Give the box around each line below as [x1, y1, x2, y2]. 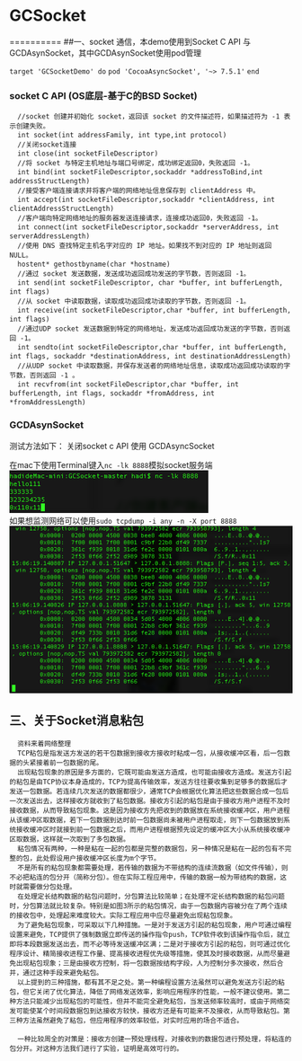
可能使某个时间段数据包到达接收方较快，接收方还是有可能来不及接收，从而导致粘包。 [15, 1006, 284, 1015]
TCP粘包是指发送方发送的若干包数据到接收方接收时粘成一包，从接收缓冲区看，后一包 [17, 748, 284, 757]
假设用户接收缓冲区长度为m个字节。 [49, 853, 161, 862]
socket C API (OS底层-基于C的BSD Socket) [9, 89, 198, 102]
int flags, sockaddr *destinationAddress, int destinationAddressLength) [9, 352, 292, 361]
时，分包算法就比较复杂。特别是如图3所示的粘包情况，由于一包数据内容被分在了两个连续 [9, 901, 288, 910]
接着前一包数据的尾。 [35, 758, 103, 767]
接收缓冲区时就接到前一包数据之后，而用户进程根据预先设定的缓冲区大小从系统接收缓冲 [15, 825, 290, 834]
